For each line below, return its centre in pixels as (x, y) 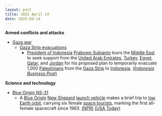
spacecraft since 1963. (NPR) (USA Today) (78, 108)
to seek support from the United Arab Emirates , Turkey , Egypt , (90, 58)
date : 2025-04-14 (23, 19)
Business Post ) (42, 74)
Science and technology (30, 83)
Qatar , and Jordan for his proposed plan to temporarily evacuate (92, 63)
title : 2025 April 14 (27, 14)
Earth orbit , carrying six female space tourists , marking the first (83, 103)
